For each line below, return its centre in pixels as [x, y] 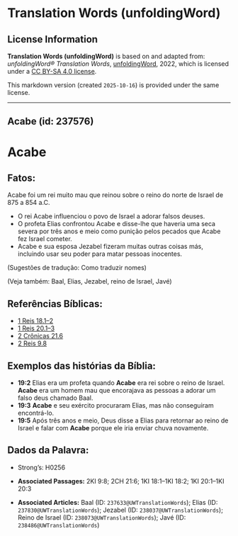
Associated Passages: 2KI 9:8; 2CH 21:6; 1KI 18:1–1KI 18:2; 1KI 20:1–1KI [121, 481]
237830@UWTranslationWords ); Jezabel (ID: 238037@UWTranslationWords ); [120, 510]
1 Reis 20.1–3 [36, 328]
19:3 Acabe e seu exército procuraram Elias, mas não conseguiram [115, 406]
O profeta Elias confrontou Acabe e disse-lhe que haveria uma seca [117, 224]
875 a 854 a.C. [29, 203]
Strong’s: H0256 [41, 467]
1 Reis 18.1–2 [35, 321]
